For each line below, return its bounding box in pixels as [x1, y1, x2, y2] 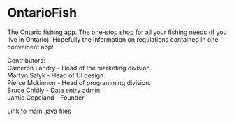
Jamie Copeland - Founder [7, 93, 85, 102]
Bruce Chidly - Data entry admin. [7, 86, 103, 94]
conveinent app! [7, 43, 54, 51]
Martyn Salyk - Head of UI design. [7, 71, 106, 79]
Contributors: [7, 56, 45, 64]
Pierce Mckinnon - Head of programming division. [7, 78, 152, 86]
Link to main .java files [7, 107, 71, 115]
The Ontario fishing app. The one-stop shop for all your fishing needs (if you [7, 28, 227, 36]
